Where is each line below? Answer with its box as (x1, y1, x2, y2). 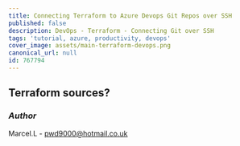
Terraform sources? (8, 86, 110, 100)
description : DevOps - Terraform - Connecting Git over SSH (8, 26, 215, 34)
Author (8, 110, 37, 121)
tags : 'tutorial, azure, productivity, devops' (8, 34, 172, 43)
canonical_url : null (8, 49, 78, 57)
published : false (8, 19, 67, 27)
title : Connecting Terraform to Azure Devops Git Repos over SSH (8, 11, 232, 20)
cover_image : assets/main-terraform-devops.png (8, 42, 172, 50)
